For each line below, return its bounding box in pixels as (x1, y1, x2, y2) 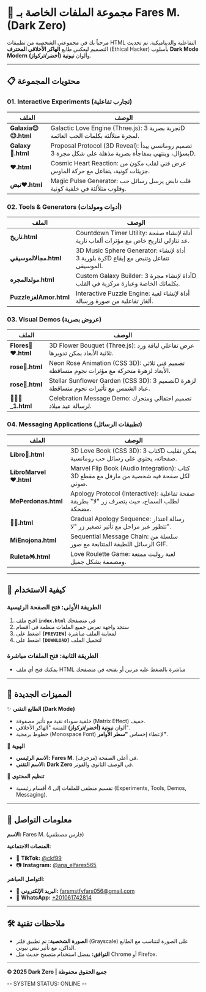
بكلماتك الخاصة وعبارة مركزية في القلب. (75, 279, 180, 287)
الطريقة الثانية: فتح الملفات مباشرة (7, 652, 98, 660)
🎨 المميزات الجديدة (7, 689, 72, 699)
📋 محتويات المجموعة (7, 76, 80, 86)
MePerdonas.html (10, 497, 63, 505)
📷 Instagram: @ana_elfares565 (15, 862, 97, 869)
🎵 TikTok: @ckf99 (15, 854, 62, 862)
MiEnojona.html (10, 536, 57, 544)
